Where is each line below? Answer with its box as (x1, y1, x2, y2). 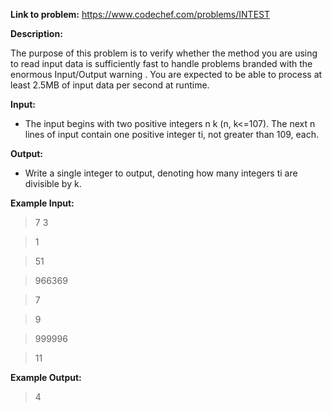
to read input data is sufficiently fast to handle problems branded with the (10, 58, 313, 69)
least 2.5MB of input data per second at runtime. (10, 79, 210, 91)
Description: (10, 28, 63, 39)
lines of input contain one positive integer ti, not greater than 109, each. (24, 129, 320, 140)
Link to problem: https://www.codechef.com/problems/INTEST (10, 9, 270, 20)
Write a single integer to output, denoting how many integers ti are (24, 167, 298, 179)
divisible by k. (24, 178, 82, 189)
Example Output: (10, 372, 82, 383)
